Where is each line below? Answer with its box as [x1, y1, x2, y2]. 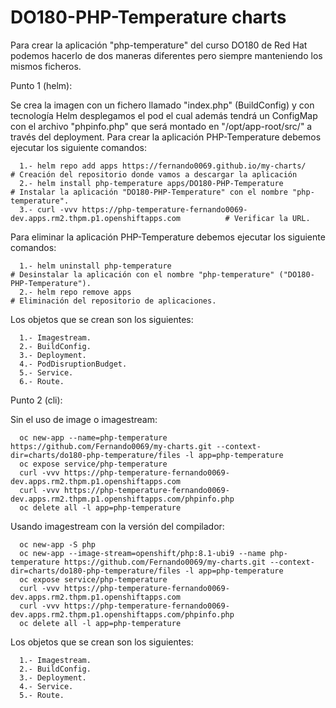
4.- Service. [19, 681, 74, 691]
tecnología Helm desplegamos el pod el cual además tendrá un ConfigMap [10, 109, 318, 121]
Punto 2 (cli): [10, 394, 63, 406]
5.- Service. [19, 367, 74, 378]
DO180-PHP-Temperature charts [10, 6, 287, 29]
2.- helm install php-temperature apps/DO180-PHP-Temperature [19, 178, 284, 188]
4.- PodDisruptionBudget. [19, 359, 128, 369]
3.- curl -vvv [19, 204, 78, 215]
